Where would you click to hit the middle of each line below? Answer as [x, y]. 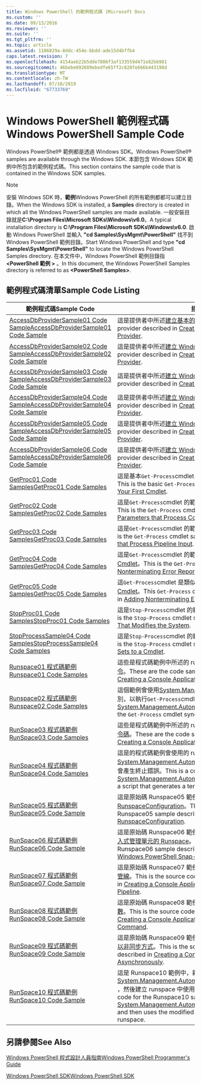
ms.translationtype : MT [36, 73]
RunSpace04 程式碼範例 [43, 765]
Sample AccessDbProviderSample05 [60, 430]
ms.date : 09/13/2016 [32, 23]
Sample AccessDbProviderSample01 [60, 327]
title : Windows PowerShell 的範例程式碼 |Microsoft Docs [76, 12]
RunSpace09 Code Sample [47, 953]
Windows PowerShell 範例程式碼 [88, 121]
